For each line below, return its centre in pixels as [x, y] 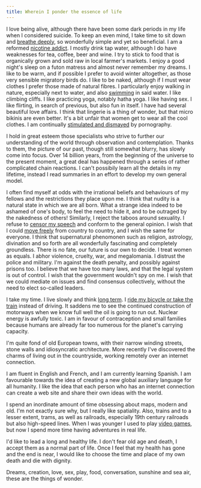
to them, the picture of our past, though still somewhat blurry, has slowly [96, 149]
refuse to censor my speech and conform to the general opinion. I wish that [100, 224]
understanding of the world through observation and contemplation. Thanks [100, 142]
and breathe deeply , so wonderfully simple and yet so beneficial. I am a [94, 41]
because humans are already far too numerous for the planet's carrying [94, 325]
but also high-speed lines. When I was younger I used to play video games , [99, 423]
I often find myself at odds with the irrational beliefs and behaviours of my [97, 192]
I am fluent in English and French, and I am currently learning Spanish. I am [99, 373]
